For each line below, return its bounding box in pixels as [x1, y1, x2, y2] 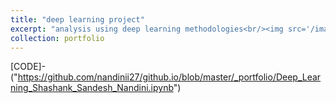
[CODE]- [10, 61, 47, 73]
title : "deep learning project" [10, 14, 145, 25]
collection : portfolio [10, 33, 105, 43]
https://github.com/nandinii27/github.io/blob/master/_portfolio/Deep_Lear [17, 71, 322, 83]
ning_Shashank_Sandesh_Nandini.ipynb [10, 82, 174, 94]
